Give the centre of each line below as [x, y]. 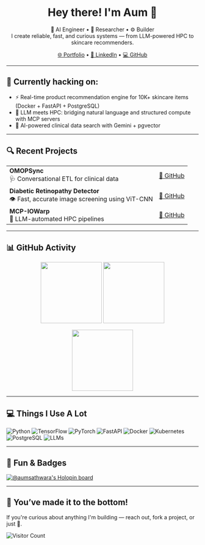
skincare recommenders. [103, 42]
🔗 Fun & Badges [37, 463]
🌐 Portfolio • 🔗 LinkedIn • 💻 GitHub [103, 54]
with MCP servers [38, 119]
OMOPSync [27, 171]
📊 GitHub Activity [41, 247]
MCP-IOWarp [30, 211]
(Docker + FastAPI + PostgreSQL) [57, 106]
